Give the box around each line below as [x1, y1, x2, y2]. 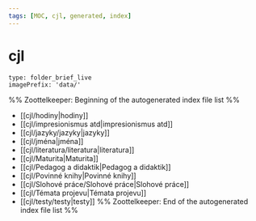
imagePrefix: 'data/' [8, 80, 82, 89]
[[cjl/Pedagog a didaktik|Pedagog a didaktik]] [19, 162, 171, 172]
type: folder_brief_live [8, 74, 92, 82]
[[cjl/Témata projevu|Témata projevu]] [19, 188, 147, 198]
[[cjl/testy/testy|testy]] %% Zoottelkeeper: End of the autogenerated [19, 196, 249, 206]
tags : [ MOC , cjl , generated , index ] [8, 11, 132, 20]
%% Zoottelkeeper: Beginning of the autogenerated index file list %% [8, 95, 241, 104]
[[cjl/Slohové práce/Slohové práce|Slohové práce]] [19, 179, 190, 189]
